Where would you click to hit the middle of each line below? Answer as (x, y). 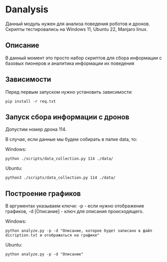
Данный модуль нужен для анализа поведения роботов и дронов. (78, 24)
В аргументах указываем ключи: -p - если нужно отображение (75, 206)
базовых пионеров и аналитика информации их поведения (70, 63)
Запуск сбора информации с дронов (67, 117)
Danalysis (27, 10)
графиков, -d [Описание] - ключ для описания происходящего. (75, 212)
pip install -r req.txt (31, 101)
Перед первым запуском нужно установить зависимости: (69, 92)
